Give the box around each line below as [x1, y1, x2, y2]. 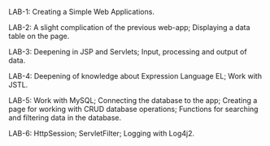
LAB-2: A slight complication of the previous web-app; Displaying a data [8, 23, 250, 32]
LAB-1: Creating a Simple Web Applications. [8, 7, 155, 16]
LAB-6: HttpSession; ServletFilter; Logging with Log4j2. [8, 129, 195, 138]
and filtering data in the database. [8, 113, 122, 122]
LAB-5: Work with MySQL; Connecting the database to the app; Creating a [8, 96, 258, 105]
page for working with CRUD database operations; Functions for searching [8, 105, 259, 114]
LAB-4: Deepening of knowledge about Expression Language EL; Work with [8, 71, 263, 80]
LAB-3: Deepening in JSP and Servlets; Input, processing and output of [8, 47, 247, 56]
